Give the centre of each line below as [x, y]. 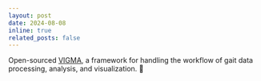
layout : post [30, 15]
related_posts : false [44, 38]
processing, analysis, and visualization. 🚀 [76, 69]
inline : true [30, 30]
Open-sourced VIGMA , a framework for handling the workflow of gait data [131, 60]
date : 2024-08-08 [37, 23]
